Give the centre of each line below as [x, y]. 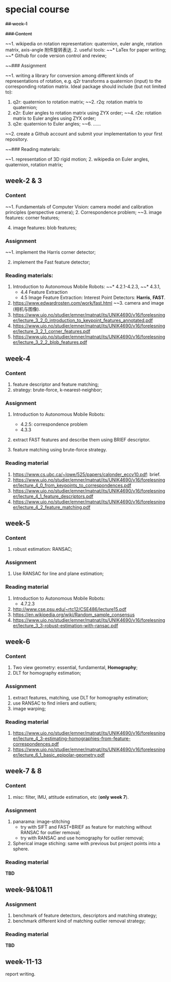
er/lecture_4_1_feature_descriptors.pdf [53, 496]
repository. [17, 139]
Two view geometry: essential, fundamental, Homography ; [75, 668]
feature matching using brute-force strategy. [60, 450]
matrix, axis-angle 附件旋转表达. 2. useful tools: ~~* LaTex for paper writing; [86, 49]
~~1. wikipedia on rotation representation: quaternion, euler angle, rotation [84, 43]
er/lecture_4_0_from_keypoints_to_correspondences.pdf [72, 485]
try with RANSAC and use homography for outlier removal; [82, 838]
